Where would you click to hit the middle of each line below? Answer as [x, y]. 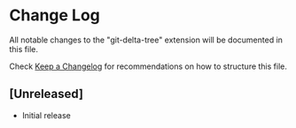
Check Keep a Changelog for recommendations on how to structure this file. [148, 66]
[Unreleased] [47, 94]
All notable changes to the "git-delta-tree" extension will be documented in [146, 40]
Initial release [46, 115]
